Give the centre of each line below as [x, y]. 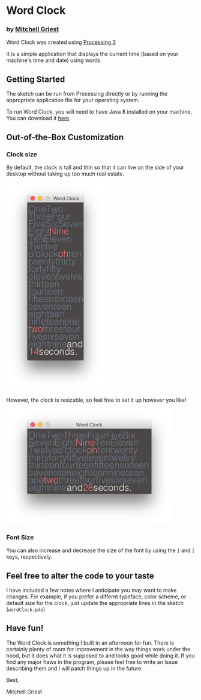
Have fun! [25, 628]
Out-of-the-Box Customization [65, 137]
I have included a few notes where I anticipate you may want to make [91, 591]
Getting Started [36, 79]
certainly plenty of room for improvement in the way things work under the [98, 649]
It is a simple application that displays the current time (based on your [92, 54]
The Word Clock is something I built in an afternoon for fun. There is [90, 643]
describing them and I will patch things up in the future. [74, 668]
